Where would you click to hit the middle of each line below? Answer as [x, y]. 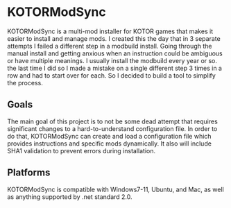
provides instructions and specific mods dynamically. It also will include [109, 144]
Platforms [29, 173]
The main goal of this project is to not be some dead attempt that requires [113, 121]
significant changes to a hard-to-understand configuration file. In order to [112, 128]
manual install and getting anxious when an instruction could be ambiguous [115, 53]
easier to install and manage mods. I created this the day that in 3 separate [114, 38]
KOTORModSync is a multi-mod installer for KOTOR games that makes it [110, 31]
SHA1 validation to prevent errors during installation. [82, 150]
